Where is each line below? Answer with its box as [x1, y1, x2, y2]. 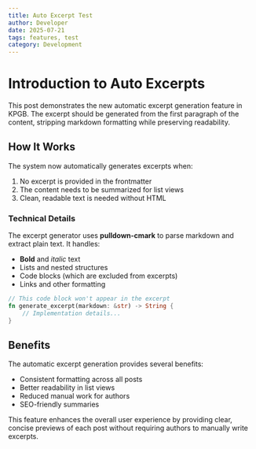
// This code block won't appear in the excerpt [8, 295, 170, 303]
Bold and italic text [19, 254, 81, 264]
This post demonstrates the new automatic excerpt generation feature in [8, 101, 243, 110]
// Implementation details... [22, 309, 122, 317]
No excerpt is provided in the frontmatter [19, 176, 152, 186]
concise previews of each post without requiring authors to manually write [8, 423, 249, 433]
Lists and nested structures [19, 263, 108, 273]
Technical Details [8, 213, 76, 224]
